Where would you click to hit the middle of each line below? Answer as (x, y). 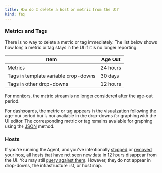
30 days (110, 76)
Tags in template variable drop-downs (52, 76)
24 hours (111, 68)
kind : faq (15, 14)
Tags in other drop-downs (38, 84)
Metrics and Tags (26, 31)
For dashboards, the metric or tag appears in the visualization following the (81, 111)
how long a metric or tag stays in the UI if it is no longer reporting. (71, 47)
